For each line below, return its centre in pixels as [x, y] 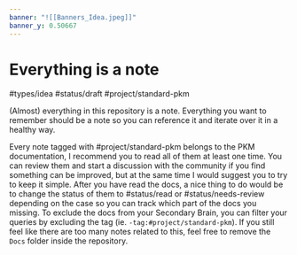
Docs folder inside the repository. [69, 241]
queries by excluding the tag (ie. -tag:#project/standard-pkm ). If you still [142, 222]
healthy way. [32, 130]
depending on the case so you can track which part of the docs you [133, 204]
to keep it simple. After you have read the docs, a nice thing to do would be [146, 185]
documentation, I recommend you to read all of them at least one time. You [145, 157]
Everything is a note [84, 70]
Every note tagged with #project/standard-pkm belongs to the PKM [132, 147]
